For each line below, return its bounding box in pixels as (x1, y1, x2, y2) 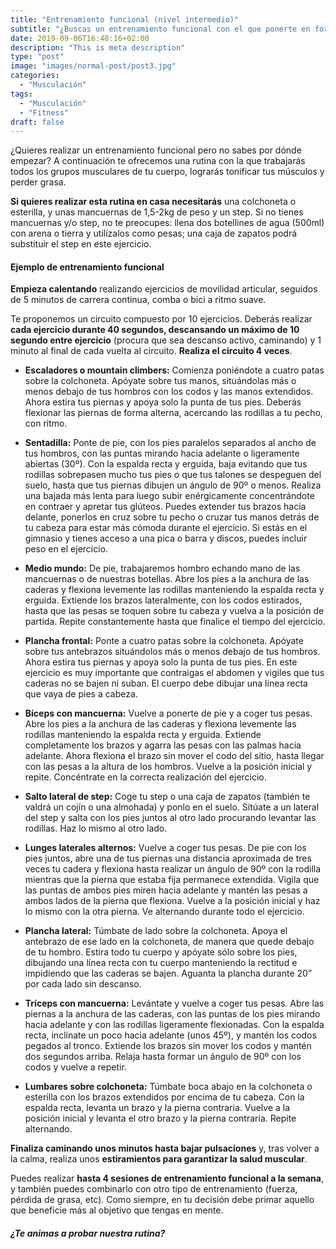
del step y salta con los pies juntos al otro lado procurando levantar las (24, 812, 317, 824)
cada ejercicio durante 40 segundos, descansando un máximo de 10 (10, 324, 300, 336)
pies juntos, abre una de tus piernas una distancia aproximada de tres (24, 852, 312, 865)
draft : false (10, 117, 65, 127)
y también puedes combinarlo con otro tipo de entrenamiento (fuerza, (10, 1183, 298, 1195)
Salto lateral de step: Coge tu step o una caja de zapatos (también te (24, 791, 311, 803)
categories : (10, 71, 60, 81)
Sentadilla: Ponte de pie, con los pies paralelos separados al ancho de (24, 437, 317, 449)
